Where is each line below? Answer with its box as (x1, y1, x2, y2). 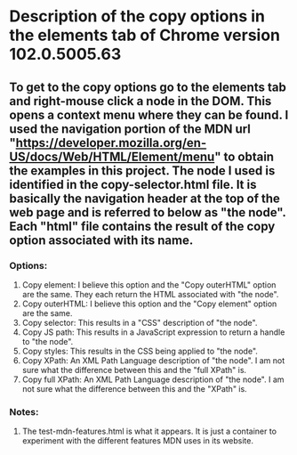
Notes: (9, 405, 39, 418)
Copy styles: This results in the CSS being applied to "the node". (21, 345, 258, 356)
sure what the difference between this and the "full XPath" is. (21, 364, 247, 375)
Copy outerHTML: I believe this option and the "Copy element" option (21, 298, 277, 309)
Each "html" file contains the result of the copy (9, 218, 276, 233)
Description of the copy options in (9, 6, 265, 27)
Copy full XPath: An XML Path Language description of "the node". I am (21, 374, 285, 385)
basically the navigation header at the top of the (9, 191, 280, 206)
